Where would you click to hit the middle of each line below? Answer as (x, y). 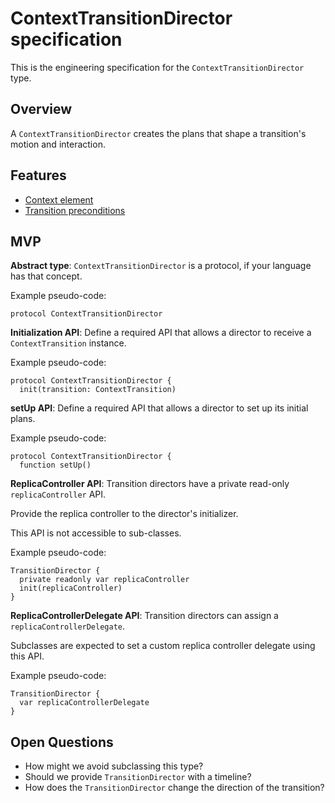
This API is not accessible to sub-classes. (96, 533)
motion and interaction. (58, 144)
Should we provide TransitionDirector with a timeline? (138, 777)
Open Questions (62, 742)
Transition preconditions (75, 210)
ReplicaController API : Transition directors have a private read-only (150, 484)
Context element (59, 199)
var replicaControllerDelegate (84, 703)
